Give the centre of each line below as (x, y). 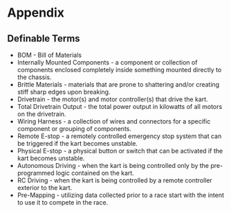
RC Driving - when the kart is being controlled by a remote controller (114, 180)
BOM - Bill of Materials (49, 55)
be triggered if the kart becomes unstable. (77, 143)
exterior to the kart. (45, 188)
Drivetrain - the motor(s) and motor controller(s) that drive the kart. (113, 99)
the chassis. (34, 77)
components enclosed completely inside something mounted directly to (119, 70)
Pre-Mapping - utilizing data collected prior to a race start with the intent (121, 195)
